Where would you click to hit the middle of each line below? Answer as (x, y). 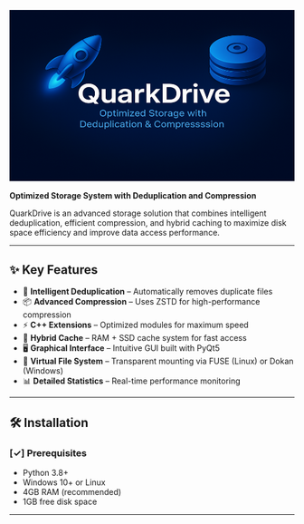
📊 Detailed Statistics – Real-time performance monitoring (132, 381)
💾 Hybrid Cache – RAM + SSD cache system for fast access (134, 338)
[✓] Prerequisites (48, 452)
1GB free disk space (60, 501)
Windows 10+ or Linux (64, 482)
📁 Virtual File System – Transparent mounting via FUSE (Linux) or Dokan (158, 361)
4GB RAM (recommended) (72, 491)
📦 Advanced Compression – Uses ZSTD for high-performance (141, 302)
